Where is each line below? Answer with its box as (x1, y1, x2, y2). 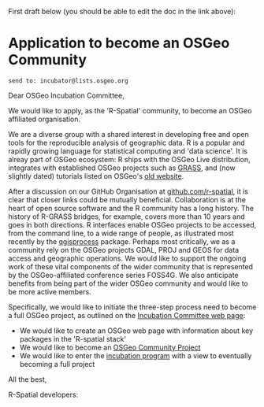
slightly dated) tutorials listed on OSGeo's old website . (8, 171, 184, 180)
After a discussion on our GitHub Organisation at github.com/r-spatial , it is (8, 187, 248, 196)
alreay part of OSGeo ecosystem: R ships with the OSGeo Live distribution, (8, 154, 251, 164)
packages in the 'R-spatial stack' (19, 334, 127, 343)
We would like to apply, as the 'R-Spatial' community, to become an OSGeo (8, 105, 252, 115)
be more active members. (8, 287, 92, 296)
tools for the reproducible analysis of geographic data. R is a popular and (8, 138, 246, 147)
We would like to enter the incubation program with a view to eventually (19, 350, 252, 361)
